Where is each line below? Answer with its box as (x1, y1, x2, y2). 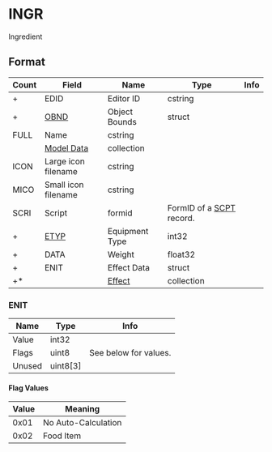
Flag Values (8, 382, 49, 393)
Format (8, 55, 46, 69)
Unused (12, 360, 43, 372)
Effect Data (107, 262, 151, 273)
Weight (107, 249, 135, 260)
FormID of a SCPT (167, 202, 236, 213)
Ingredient (8, 32, 43, 41)
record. (167, 212, 195, 224)
